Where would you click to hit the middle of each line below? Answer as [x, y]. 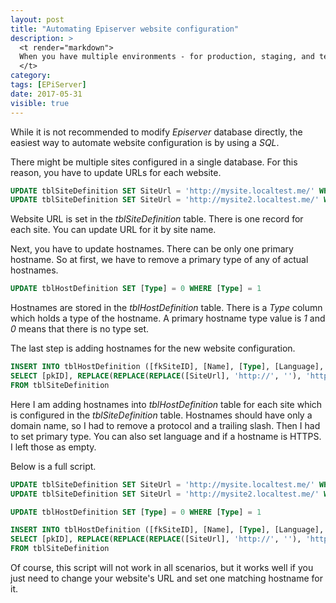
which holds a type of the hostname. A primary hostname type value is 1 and [168, 318]
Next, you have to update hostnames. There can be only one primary [152, 249]
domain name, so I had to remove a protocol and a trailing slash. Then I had [165, 425]
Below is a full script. [53, 466]
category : [31, 76]
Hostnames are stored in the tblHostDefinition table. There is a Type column [166, 308]
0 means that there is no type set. [80, 329]
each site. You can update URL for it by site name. [113, 230]
